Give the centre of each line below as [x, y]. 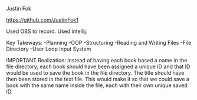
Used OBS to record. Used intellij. [47, 31]
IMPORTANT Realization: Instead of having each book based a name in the [97, 60]
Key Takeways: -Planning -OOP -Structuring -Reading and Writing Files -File [99, 43]
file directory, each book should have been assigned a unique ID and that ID [98, 66]
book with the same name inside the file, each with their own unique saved [97, 85]
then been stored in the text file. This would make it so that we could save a [98, 79]
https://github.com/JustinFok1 [42, 20]
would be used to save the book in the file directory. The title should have [95, 73]
